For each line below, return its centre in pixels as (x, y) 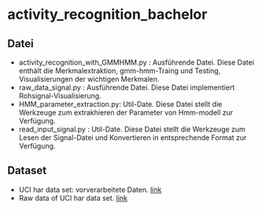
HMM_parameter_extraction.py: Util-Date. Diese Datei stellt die (120, 104)
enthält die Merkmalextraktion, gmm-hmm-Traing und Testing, (120, 71)
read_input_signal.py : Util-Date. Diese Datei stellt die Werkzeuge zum (132, 129)
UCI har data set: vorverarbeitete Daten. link (90, 190)
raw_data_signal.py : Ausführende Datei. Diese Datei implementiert (127, 87)
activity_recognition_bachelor (107, 15)
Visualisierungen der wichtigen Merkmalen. (89, 79)
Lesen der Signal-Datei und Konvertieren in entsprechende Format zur (133, 138)
